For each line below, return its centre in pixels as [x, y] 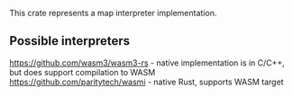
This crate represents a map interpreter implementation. [113, 13]
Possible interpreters [70, 41]
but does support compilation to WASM [82, 72]
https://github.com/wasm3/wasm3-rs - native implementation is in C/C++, [147, 63]
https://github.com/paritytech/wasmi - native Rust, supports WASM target [146, 82]
